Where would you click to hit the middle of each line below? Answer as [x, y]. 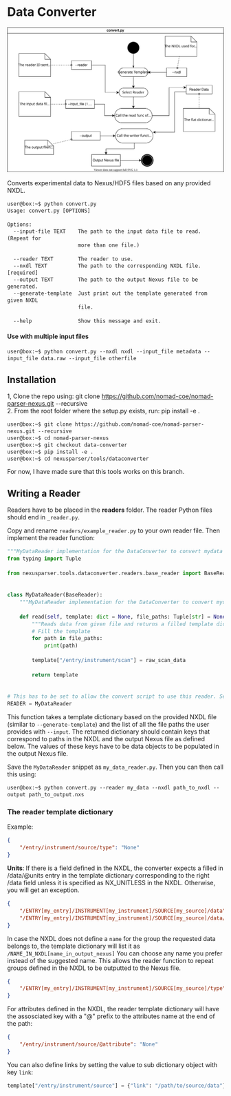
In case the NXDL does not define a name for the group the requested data [111, 938]
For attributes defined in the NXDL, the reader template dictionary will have [113, 1009]
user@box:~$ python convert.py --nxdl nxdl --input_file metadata [104, 352]
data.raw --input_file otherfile [89, 359]
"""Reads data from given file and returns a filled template [123, 624]
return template [55, 675]
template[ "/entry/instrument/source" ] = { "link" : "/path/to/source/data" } [117, 1086]
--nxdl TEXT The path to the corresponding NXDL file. [107, 266]
